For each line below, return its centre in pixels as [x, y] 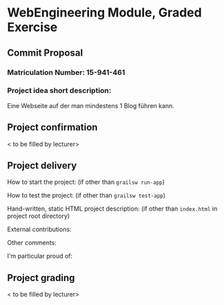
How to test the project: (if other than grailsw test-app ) [86, 196]
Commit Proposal [45, 53]
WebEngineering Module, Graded [104, 13]
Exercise [32, 27]
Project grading [41, 278]
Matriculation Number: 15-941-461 [66, 72]
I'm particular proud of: [40, 256]
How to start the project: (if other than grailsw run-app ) [86, 182]
